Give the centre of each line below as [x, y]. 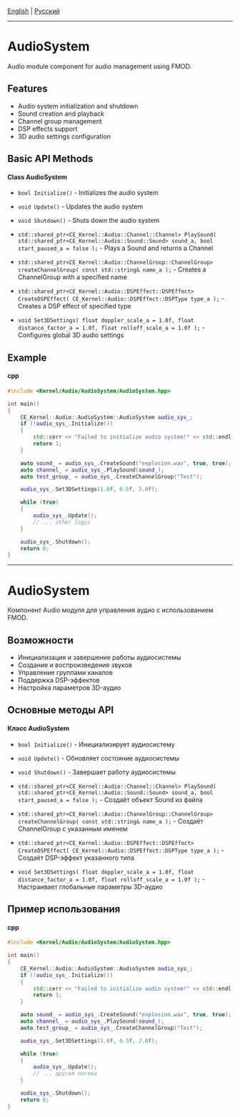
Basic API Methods [50, 159]
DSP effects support [47, 129]
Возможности [40, 640]
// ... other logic [62, 522]
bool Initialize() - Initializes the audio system [88, 193]
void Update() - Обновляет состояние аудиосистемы [99, 758]
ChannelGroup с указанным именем [72, 828]
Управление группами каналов [65, 673]
